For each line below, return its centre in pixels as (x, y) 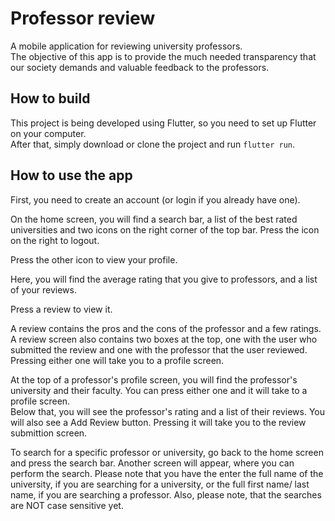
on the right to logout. (55, 240)
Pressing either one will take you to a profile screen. (117, 360)
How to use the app (71, 175)
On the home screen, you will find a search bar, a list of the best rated (154, 219)
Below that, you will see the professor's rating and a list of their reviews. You (167, 411)
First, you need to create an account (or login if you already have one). (155, 199)
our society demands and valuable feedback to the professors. (140, 67)
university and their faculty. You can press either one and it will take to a (159, 390)
